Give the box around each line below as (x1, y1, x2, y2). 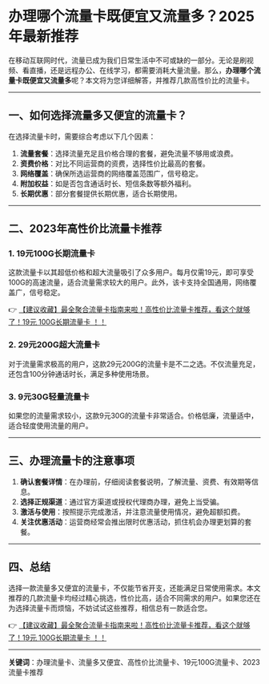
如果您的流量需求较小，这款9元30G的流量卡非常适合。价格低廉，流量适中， (8, 411, 259, 421)
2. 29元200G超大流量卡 (8, 339, 100, 350)
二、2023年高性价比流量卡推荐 (8, 222, 163, 236)
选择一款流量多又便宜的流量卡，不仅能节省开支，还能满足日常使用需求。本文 (8, 583, 261, 593)
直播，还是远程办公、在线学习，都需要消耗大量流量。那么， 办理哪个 (29, 65, 254, 75)
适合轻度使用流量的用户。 (8, 421, 93, 431)
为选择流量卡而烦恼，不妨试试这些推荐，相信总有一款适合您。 (8, 603, 212, 613)
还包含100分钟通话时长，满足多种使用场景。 (8, 369, 154, 378)
